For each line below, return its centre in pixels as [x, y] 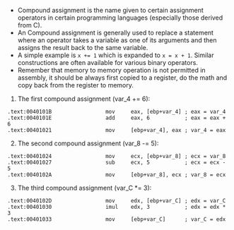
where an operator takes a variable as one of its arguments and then [117, 40]
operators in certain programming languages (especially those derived [120, 18]
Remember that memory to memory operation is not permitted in [112, 70]
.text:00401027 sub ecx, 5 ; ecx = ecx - [117, 162]
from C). [30, 25]
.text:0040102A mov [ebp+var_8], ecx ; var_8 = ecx [117, 175]
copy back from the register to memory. [76, 85]
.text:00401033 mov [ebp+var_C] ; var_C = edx [117, 219]
